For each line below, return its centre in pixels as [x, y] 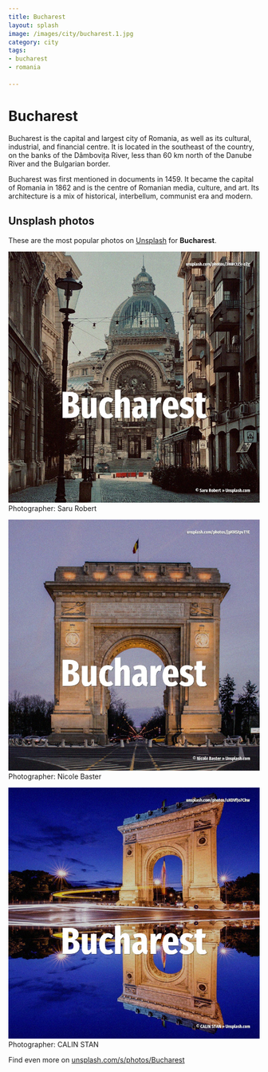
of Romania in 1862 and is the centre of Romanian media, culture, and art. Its [134, 187]
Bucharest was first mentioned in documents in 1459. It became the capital [131, 179]
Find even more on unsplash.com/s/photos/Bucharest [97, 1059]
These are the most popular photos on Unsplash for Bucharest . [112, 240]
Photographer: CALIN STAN [54, 1044]
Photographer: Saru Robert [53, 508]
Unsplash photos [51, 221]
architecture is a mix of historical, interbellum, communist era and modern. [131, 196]
